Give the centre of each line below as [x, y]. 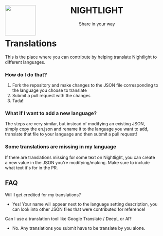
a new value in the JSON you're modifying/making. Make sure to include [77, 162]
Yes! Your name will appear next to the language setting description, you [85, 204]
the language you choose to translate [49, 90]
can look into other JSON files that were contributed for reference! [79, 209]
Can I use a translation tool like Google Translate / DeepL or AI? [68, 219]
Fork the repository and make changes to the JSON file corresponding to [85, 85]
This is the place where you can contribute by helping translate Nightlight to [81, 57]
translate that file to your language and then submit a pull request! [71, 134]
